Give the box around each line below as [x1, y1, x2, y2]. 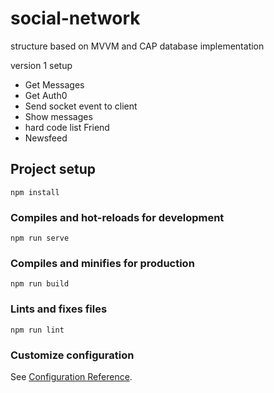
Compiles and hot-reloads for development [10, 210, 225, 224]
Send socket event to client [24, 100, 138, 112]
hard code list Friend [24, 121, 110, 133]
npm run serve [10, 233, 70, 244]
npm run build [10, 279, 70, 289]
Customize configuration [10, 348, 135, 362]
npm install [10, 187, 60, 197]
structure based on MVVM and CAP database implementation [10, 40, 265, 52]
